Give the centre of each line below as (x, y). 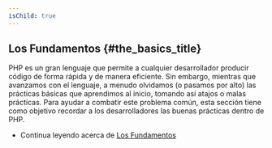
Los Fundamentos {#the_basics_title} (105, 49)
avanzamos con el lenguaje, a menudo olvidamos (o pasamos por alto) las (132, 85)
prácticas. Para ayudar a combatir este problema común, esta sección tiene (135, 103)
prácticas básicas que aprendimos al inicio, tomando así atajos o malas (127, 94)
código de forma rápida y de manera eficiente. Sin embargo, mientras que (132, 77)
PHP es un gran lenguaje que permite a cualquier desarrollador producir (129, 68)
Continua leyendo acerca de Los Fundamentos (98, 135)
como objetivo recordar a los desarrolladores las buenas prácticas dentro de (136, 111)
